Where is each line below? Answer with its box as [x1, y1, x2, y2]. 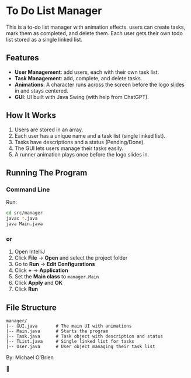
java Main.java [6, 221, 43, 227]
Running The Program [6, 168, 88, 178]
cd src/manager [6, 210, 43, 216]
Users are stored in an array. [14, 126, 84, 133]
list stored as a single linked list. [6, 36, 83, 43]
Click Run [14, 285, 39, 292]
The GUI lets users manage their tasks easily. [14, 145, 124, 152]
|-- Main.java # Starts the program [6, 328, 109, 334]
